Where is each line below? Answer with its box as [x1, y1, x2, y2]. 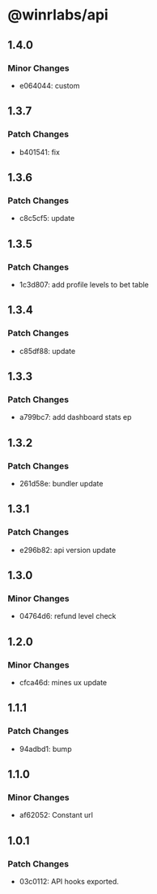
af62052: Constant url [19, 810, 94, 820]
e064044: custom [19, 80, 80, 90]
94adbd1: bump [19, 744, 72, 754]
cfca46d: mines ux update [19, 678, 107, 688]
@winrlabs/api [7, 6, 108, 24]
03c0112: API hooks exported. [19, 877, 119, 887]
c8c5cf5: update [19, 214, 75, 223]
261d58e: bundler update [19, 479, 104, 488]
